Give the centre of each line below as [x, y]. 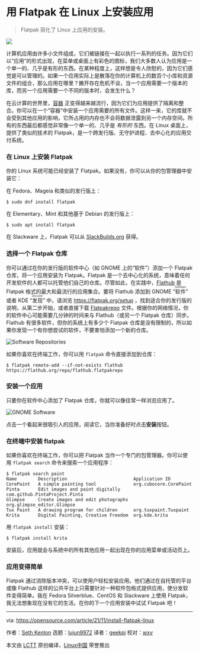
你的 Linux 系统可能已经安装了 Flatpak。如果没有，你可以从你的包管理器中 [97, 171]
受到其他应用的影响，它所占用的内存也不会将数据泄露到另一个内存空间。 [99, 118]
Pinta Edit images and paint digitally [63, 489]
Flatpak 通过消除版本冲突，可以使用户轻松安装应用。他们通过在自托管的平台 [99, 581]
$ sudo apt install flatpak [41, 225]
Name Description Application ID [88, 479]
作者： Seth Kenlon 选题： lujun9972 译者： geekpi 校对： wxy [79, 633]
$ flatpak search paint [36, 474]
